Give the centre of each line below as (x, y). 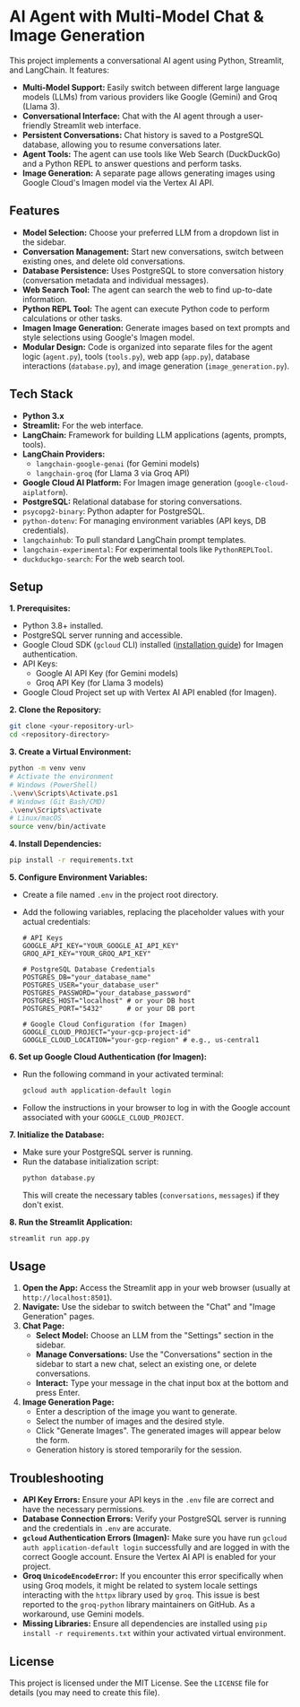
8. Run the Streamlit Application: (71, 1222)
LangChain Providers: (64, 454)
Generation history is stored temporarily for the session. (138, 1450)
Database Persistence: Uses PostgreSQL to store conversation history (153, 270)
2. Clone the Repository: (56, 710)
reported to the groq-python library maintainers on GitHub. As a (138, 1605)
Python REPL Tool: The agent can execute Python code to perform (146, 309)
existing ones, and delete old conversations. (103, 261)
